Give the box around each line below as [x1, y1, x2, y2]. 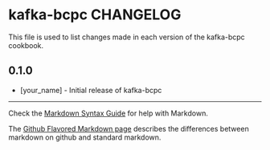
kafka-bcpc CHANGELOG [8, 6, 182, 24]
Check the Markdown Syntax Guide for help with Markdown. [8, 108, 209, 118]
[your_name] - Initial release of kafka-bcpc [19, 85, 162, 95]
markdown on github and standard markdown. [8, 132, 162, 142]
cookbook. [8, 40, 44, 50]
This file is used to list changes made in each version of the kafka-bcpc [8, 32, 245, 42]
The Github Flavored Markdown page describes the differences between [8, 124, 249, 133]
